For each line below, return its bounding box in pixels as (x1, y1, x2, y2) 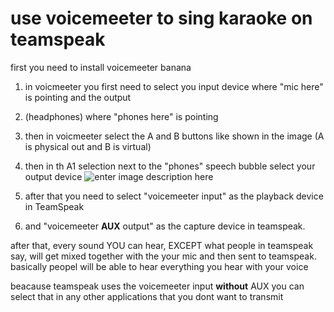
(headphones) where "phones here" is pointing (24, 110, 219, 122)
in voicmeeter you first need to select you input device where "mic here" (24, 80, 324, 92)
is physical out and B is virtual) (24, 140, 152, 152)
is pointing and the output (24, 91, 132, 103)
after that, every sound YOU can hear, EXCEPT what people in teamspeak (10, 239, 314, 251)
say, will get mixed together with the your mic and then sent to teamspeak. (10, 250, 317, 262)
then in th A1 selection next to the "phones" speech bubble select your (24, 160, 316, 172)
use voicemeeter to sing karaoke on (10, 7, 313, 30)
